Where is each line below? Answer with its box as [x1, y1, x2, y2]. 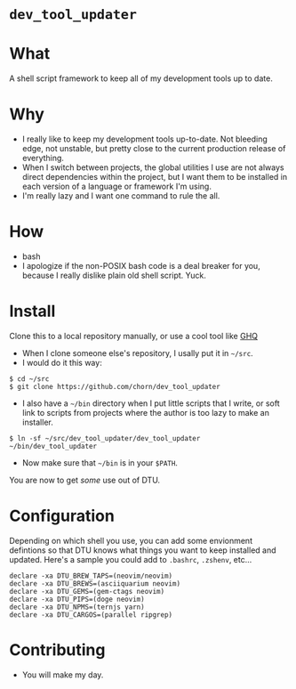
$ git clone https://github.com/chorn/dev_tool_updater [9, 382, 220, 391]
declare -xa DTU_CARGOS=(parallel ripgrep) [9, 610, 173, 620]
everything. [21, 153, 65, 164]
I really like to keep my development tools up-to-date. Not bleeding [21, 134, 268, 144]
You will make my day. [21, 669, 104, 680]
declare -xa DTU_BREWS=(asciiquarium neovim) [9, 579, 180, 588]
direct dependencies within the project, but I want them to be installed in [21, 172, 287, 182]
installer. [21, 417, 53, 427]
